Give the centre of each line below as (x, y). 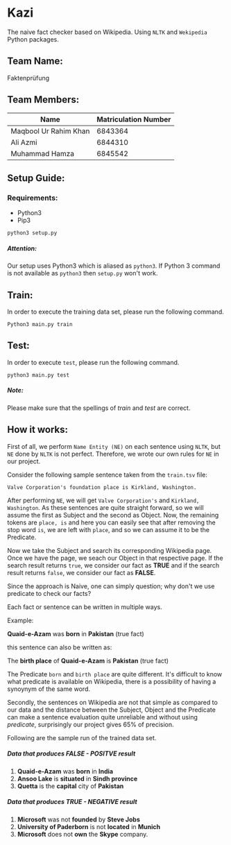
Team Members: (43, 100)
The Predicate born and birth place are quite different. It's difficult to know (115, 674)
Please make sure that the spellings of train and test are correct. (99, 408)
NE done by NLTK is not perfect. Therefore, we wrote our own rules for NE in (113, 454)
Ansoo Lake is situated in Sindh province (77, 778)
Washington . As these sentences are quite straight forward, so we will (106, 507)
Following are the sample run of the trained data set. (82, 737)
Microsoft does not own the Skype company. (83, 834)
